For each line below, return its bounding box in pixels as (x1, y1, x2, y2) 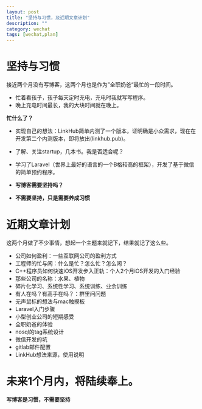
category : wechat (6, 26, 50, 32)
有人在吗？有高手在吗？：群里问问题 (15, 290, 106, 297)
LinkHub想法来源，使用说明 (15, 351, 85, 358)
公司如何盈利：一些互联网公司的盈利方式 (15, 252, 117, 259)
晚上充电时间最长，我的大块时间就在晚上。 (15, 102, 122, 109)
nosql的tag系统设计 (15, 328, 64, 335)
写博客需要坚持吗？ (15, 181, 64, 189)
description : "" (6, 20, 47, 26)
